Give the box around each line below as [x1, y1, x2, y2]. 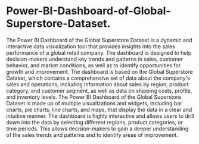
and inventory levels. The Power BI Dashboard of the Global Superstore [6, 93, 182, 101]
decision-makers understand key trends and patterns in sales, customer [6, 55, 183, 62]
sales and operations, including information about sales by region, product [6, 80, 189, 87]
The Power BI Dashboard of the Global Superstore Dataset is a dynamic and [6, 36, 192, 43]
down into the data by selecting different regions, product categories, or [6, 118, 184, 126]
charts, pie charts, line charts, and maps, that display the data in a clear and [6, 106, 192, 113]
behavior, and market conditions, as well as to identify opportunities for [6, 61, 181, 69]
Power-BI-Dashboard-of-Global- [6, 4, 171, 18]
